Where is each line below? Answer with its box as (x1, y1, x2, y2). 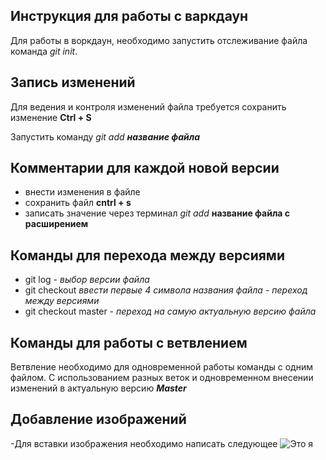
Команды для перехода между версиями (10, 247, 285, 264)
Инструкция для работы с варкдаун (10, 8, 249, 25)
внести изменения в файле (24, 186, 141, 198)
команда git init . (10, 45, 78, 57)
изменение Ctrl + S (10, 111, 92, 123)
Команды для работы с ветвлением (10, 334, 248, 351)
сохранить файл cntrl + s (24, 197, 132, 209)
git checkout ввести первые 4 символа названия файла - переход (24, 284, 308, 296)
